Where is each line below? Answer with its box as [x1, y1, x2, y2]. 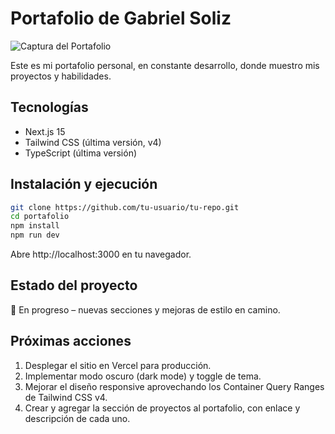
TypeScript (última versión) [24, 147, 138, 159]
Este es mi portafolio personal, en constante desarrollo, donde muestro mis [10, 59, 320, 71]
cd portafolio [10, 212, 70, 222]
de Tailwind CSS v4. [24, 391, 108, 403]
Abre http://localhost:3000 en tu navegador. [10, 248, 192, 261]
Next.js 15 [24, 125, 66, 137]
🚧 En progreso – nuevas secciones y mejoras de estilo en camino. [10, 303, 281, 316]
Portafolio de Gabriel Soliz [10, 7, 232, 30]
